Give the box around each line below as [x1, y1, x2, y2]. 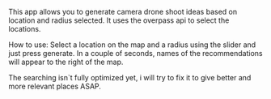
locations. [8, 24, 41, 33]
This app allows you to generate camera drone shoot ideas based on [8, 7, 237, 16]
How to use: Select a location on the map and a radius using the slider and [8, 40, 256, 49]
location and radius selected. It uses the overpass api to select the [8, 15, 230, 25]
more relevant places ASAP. [8, 81, 101, 91]
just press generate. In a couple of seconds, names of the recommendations [8, 49, 263, 58]
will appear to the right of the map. [8, 57, 124, 67]
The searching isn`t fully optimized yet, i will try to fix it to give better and [8, 73, 252, 82]
